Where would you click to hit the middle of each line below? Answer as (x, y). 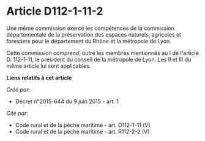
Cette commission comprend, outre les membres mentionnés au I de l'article (102, 52)
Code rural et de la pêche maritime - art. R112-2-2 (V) (82, 131)
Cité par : (17, 113)
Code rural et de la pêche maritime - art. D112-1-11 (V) (83, 125)
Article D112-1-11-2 (55, 11)
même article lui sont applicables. (49, 66)
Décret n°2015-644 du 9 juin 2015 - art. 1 (67, 101)
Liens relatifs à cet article (39, 78)
